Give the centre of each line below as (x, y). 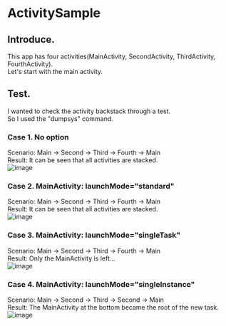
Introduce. (31, 40)
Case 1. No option (38, 137)
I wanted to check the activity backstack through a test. (89, 111)
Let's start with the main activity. (55, 72)
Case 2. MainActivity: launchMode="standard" (91, 186)
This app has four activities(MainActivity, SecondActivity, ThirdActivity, (112, 56)
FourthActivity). (30, 64)
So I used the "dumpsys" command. (61, 118)
